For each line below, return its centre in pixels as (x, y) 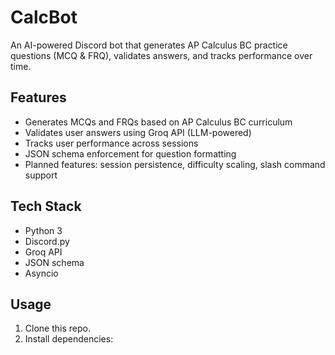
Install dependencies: (69, 339)
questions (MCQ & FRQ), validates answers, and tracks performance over (161, 55)
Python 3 (43, 230)
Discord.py (47, 241)
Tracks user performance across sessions (111, 143)
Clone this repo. (57, 328)
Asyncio (41, 273)
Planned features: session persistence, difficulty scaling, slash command (175, 164)
